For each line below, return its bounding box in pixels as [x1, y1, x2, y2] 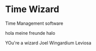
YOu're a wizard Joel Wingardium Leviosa [5, 39, 91, 46]
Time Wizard [5, 4, 59, 15]
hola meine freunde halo [5, 30, 55, 36]
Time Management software [5, 20, 63, 26]
